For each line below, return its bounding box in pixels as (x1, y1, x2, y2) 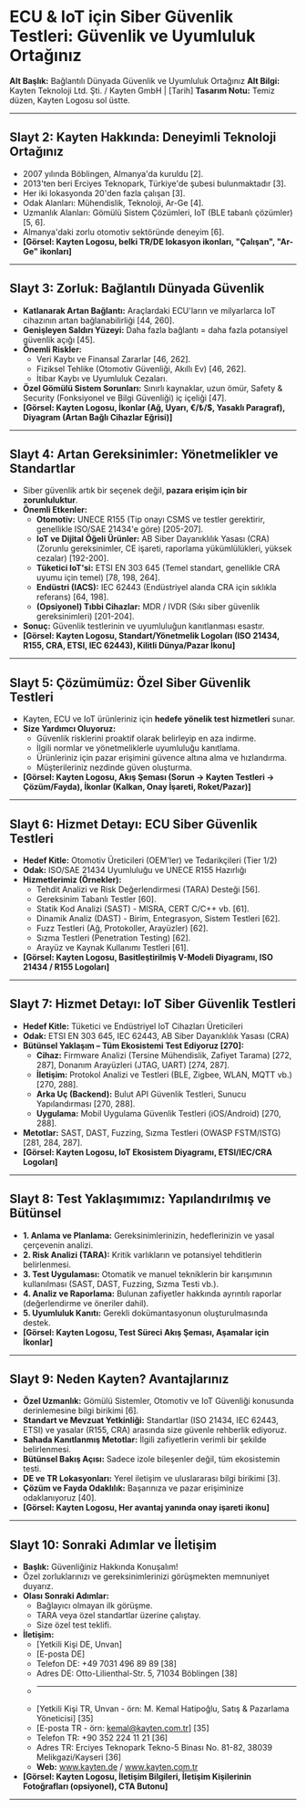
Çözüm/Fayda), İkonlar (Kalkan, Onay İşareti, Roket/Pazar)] (22, 782, 251, 793)
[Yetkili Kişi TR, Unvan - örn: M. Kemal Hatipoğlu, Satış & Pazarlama (36, 1703, 290, 1714)
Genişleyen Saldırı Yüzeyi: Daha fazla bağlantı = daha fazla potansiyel (22, 324, 289, 335)
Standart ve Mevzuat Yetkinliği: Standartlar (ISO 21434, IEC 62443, (22, 1415, 280, 1426)
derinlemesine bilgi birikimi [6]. (22, 1405, 139, 1416)
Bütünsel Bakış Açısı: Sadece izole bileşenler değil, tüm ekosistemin (22, 1453, 280, 1465)
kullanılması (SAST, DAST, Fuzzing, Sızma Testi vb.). (22, 1278, 219, 1289)
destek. (22, 1316, 52, 1328)
